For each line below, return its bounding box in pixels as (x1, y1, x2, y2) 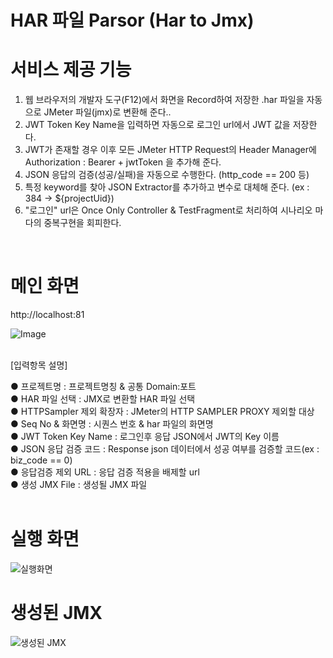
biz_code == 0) (10, 454, 73, 466)
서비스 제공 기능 (10, 59, 132, 81)
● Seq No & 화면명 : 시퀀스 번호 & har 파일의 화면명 (10, 418, 214, 430)
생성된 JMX (10, 602, 103, 625)
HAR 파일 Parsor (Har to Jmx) (10, 9, 255, 32)
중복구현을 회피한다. (43, 217, 122, 229)
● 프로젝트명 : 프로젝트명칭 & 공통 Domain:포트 (10, 381, 197, 393)
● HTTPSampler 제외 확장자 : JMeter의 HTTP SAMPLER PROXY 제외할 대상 (10, 406, 315, 418)
